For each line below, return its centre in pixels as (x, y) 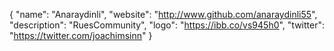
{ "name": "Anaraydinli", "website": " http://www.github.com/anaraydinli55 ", (163, 14)
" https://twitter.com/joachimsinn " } (81, 35)
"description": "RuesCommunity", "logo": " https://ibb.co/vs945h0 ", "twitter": (167, 25)
